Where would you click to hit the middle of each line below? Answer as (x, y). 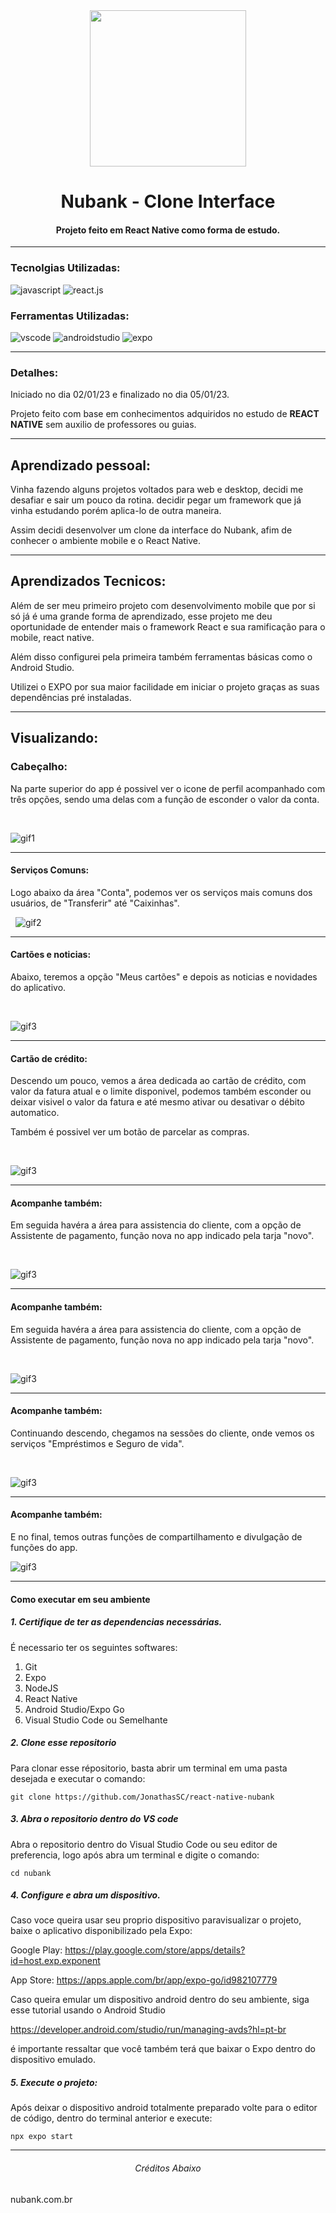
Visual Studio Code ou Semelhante (96, 1720)
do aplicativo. (38, 987)
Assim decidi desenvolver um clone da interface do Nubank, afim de (151, 530)
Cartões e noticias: (51, 955)
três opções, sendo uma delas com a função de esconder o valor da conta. (165, 799)
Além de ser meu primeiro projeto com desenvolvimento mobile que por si (163, 605)
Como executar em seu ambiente (80, 1599)
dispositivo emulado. (53, 2060)
